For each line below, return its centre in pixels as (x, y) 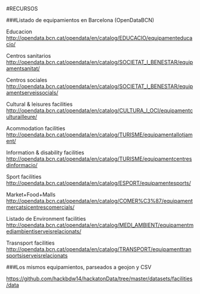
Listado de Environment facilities (46, 219)
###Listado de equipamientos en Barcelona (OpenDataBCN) (80, 20)
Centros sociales (27, 80)
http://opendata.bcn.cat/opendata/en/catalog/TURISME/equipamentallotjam (99, 135)
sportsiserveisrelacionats (37, 256)
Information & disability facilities (45, 152)
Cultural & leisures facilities (40, 104)
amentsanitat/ (23, 68)
